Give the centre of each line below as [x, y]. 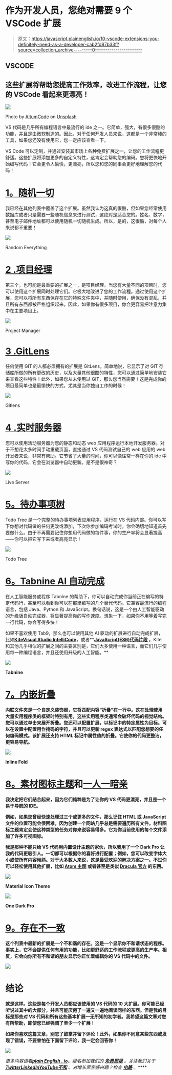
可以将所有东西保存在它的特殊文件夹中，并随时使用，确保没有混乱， [90, 298]
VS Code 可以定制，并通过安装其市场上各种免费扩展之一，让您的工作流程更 [85, 151]
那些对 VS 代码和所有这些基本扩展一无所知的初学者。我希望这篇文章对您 [90, 1016]
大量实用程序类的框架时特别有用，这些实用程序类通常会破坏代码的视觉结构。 [86, 716]
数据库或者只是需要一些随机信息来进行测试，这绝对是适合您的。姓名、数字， [86, 215]
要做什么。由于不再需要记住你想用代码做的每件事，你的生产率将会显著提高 [84, 532]
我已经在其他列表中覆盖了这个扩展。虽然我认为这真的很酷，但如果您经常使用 [86, 208]
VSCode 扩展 [33, 23]
